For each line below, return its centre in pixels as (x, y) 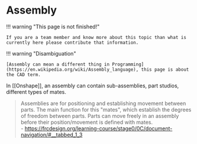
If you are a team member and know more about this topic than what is (96, 37)
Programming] (128, 64)
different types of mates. (36, 91)
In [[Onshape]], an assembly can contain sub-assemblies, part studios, (93, 86)
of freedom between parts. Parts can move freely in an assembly (100, 116)
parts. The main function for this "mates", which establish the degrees (106, 109)
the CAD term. (24, 74)
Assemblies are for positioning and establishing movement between (103, 103)
